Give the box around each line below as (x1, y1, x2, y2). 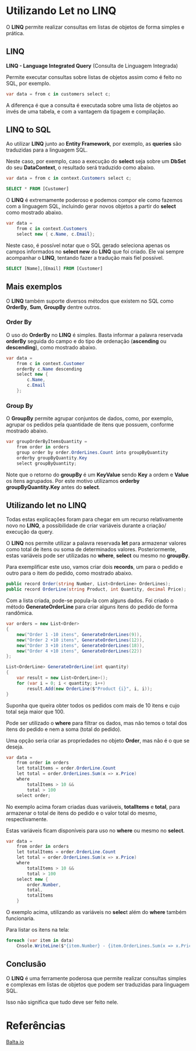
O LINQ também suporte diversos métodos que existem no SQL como (6, 297, 174, 304)
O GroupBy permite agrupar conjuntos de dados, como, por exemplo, (6, 415, 173, 422)
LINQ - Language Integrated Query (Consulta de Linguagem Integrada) (6, 62, 178, 69)
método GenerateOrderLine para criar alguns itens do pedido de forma (6, 603, 178, 610)
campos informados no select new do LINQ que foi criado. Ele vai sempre (6, 248, 184, 255)
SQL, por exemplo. (6, 80, 51, 87)
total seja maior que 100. (6, 708, 65, 715)
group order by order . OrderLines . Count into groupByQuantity (16, 449, 168, 455)
